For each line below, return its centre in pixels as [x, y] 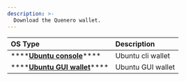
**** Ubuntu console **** [56, 55]
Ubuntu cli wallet [143, 55]
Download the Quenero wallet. [57, 20]
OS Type [25, 44]
